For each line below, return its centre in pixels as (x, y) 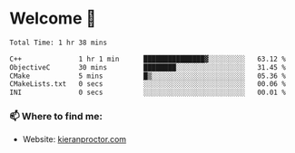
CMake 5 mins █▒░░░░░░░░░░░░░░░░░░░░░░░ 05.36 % (147, 76)
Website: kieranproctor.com (74, 139)
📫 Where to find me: (56, 117)
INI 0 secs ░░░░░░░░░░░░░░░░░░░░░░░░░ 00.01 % (147, 93)
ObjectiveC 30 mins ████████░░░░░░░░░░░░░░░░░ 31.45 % (147, 67)
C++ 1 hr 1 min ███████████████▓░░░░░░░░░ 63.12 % (147, 59)
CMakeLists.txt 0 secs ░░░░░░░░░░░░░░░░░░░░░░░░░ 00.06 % (147, 84)
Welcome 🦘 (53, 19)
